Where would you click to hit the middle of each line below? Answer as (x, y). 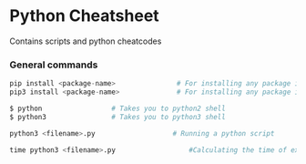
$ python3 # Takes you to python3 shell (117, 117)
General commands (54, 65)
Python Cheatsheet (84, 16)
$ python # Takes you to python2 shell (117, 108)
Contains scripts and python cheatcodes (86, 41)
